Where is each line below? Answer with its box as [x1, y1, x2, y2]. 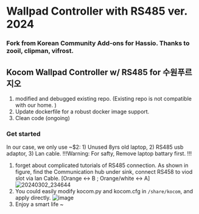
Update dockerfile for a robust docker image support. [15, 108, 150, 115]
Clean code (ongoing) [15, 114, 70, 121]
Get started [6, 129, 41, 138]
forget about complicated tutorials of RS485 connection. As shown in [15, 162, 189, 169]
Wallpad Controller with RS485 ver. [6, 4, 187, 18]
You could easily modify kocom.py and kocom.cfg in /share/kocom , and [15, 188, 194, 195]
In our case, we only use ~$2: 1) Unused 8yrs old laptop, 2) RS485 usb [6, 143, 184, 151]
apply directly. [15, 194, 51, 202]
